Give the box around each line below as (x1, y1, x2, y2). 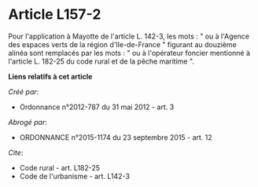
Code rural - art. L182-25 (19, 163, 101, 172)
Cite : (8, 148, 24, 157)
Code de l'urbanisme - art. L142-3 (19, 171, 130, 181)
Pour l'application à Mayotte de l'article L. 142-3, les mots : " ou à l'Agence (8, 31, 250, 41)
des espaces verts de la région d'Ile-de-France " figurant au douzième (8, 39, 238, 49)
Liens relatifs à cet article (8, 71, 93, 81)
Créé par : (8, 86, 39, 96)
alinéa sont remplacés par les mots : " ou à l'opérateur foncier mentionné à (8, 48, 250, 57)
